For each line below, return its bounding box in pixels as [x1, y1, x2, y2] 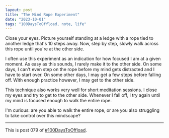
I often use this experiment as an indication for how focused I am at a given [5, 56, 161, 62]
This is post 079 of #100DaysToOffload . [5, 127, 87, 133]
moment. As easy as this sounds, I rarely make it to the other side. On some [5, 61, 162, 67]
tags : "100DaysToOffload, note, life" [5, 21, 87, 27]
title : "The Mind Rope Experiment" [5, 12, 80, 17]
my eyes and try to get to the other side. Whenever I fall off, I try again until [5, 92, 160, 98]
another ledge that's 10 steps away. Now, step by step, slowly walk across [5, 41, 159, 47]
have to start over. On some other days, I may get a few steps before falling [5, 72, 161, 78]
